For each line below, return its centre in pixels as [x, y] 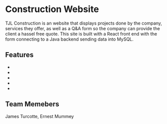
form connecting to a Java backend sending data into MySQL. [69, 39]
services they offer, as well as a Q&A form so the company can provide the [82, 28]
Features [19, 55]
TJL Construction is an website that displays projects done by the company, [84, 23]
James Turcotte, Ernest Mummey [39, 116]
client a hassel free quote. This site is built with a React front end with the [81, 34]
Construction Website [52, 9]
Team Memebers [32, 104]
